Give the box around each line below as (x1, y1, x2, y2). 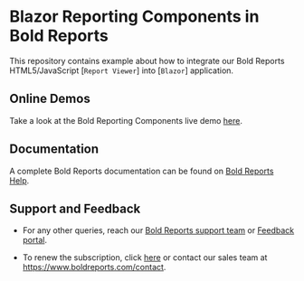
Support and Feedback (9, 201, 141, 216)
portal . (22, 235, 48, 246)
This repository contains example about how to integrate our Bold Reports (9, 55, 285, 66)
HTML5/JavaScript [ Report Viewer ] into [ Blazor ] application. (9, 65, 233, 76)
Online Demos (9, 91, 90, 107)
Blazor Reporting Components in (9, 6, 260, 27)
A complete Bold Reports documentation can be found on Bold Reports (9, 165, 274, 176)
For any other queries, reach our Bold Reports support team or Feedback (22, 225, 295, 236)
